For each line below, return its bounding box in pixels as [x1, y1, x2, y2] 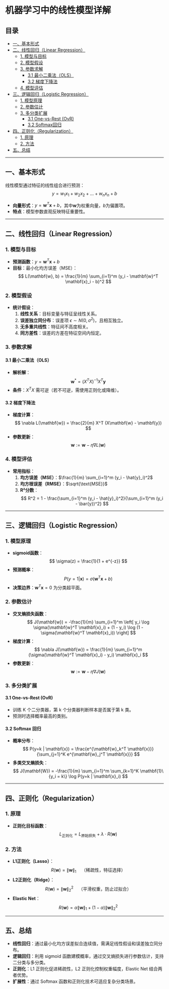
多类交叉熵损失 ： [12, 760, 48, 766]
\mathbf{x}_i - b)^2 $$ [65, 278, 112, 284]
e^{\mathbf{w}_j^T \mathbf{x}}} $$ [66, 751, 140, 757]
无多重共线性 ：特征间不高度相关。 [20, 324, 91, 330]
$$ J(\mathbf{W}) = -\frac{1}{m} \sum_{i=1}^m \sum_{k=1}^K [13, 768, 139, 774]
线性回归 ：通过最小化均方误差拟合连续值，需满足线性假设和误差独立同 [12, 941, 158, 947]
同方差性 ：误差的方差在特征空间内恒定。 [20, 330, 104, 336]
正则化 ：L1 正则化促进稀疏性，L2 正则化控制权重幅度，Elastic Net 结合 [12, 966, 158, 972]
